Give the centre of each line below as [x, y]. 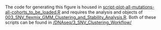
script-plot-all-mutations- [129, 7]
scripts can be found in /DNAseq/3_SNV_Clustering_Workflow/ [68, 22]
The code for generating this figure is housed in [53, 7]
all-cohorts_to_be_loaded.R [33, 12]
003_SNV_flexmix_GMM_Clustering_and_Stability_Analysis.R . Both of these [80, 17]
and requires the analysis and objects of [102, 12]
